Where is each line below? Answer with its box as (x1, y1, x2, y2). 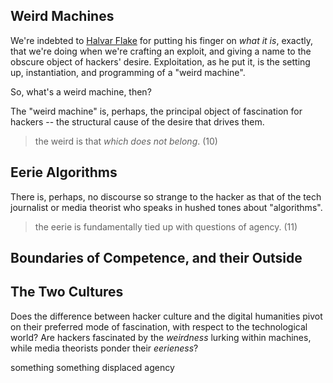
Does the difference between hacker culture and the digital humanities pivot (10, 310, 323, 322)
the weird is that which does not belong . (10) (34, 135, 218, 147)
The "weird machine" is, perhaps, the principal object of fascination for (10, 105, 303, 117)
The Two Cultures (10, 284, 124, 301)
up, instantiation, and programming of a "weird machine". (10, 66, 246, 78)
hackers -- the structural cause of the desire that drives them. (10, 115, 265, 128)
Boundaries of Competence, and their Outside (10, 250, 303, 267)
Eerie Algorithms (10, 164, 118, 181)
